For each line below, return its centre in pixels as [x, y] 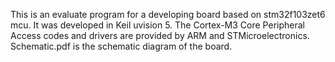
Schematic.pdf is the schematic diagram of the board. [121, 46]
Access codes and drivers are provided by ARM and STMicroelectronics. [160, 35]
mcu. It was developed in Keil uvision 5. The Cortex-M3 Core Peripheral [157, 25]
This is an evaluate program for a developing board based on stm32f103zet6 [168, 14]
